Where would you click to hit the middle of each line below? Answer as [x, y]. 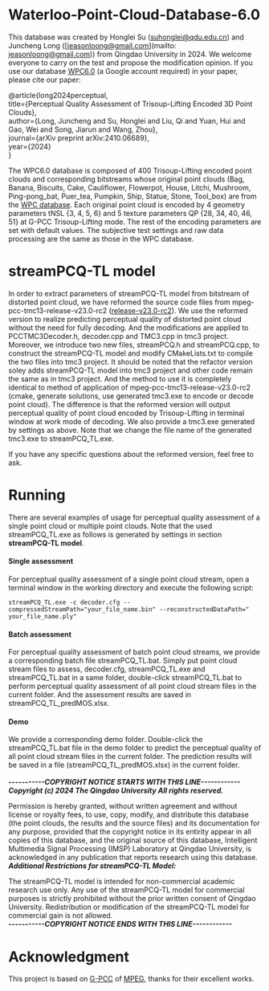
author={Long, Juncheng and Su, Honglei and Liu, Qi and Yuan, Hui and [127, 120]
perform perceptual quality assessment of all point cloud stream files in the [132, 686]
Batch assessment [40, 634]
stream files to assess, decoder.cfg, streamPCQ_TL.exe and [107, 669]
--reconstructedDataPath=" [204, 610]
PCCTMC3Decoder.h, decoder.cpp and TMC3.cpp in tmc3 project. [118, 336]
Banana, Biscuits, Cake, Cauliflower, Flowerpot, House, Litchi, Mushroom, [130, 187]
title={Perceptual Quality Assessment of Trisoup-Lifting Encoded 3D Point [130, 104]
